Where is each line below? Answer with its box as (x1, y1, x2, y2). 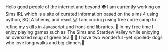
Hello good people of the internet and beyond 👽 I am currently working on (5, 4, 161, 10)
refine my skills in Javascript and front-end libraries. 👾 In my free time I (5, 24, 154, 30)
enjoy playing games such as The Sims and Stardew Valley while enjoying (5, 29, 160, 35)
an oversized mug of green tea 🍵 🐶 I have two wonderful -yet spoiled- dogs (5, 34, 163, 40)
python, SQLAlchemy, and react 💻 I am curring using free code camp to (5, 17, 156, 22)
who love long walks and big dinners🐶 (5, 40, 85, 46)
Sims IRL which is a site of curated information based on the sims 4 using (5, 11, 159, 17)
